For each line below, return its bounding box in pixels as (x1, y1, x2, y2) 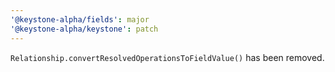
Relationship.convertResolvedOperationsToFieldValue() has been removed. (10, 51, 325, 63)
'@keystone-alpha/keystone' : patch (10, 24, 159, 34)
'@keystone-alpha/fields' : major (10, 14, 150, 25)
